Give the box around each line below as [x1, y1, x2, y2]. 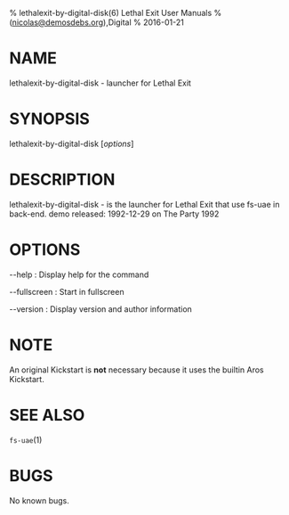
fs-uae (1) [9, 434, 43, 445]
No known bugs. [9, 495, 69, 506]
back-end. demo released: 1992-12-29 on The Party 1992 [9, 208, 220, 219]
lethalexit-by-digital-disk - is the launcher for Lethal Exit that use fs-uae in [9, 199, 280, 209]
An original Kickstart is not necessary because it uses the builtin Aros [9, 364, 264, 375]
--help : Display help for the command [9, 269, 149, 280]
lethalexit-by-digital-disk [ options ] [9, 138, 134, 149]
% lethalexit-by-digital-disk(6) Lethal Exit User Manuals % [9, 8, 222, 18]
